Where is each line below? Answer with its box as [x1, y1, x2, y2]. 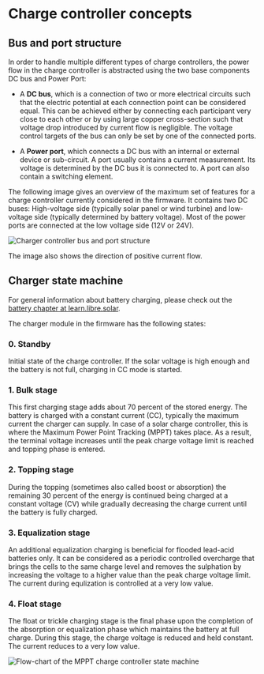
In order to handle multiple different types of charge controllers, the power [8, 57, 250, 66]
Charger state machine [8, 274, 124, 288]
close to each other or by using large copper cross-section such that [19, 115, 244, 123]
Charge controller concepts [8, 5, 192, 23]
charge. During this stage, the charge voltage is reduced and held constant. [8, 633, 254, 642]
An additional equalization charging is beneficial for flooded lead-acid [8, 545, 235, 554]
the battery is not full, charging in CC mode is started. [8, 365, 183, 375]
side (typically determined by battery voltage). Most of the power [34, 213, 246, 221]
